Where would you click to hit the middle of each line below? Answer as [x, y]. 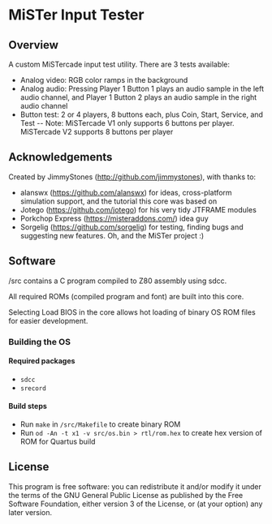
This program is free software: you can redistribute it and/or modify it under [135, 486]
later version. [30, 512]
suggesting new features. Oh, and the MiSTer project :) [112, 235]
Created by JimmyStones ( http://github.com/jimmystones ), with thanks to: [132, 177]
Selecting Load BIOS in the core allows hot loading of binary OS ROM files [132, 312]
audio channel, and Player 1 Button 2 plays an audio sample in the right [138, 97]
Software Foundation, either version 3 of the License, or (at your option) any [136, 504]
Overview [34, 45]
